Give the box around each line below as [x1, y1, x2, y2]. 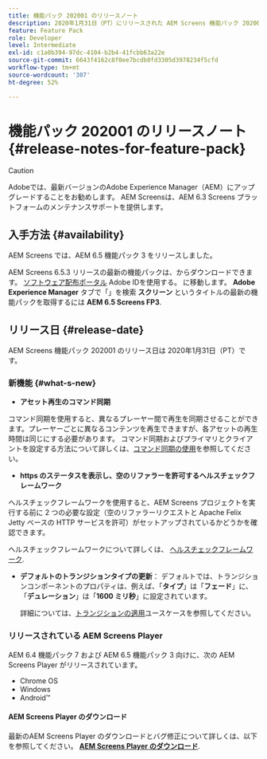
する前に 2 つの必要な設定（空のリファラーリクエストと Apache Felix [14, 508, 242, 517]
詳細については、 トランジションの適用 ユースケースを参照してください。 [19, 608, 256, 618]
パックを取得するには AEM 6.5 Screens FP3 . [14, 297, 162, 307]
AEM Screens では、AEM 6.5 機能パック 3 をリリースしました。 [8, 250, 217, 260]
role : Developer [8, 33, 62, 42]
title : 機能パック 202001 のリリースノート [8, 11, 139, 20]
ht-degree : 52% [8, 78, 59, 86]
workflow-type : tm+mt [8, 64, 80, 72]
